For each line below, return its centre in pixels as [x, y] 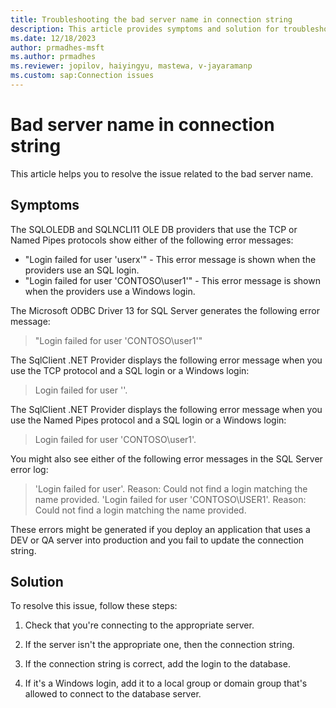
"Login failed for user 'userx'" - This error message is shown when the [170, 259]
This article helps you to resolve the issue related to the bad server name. [162, 173]
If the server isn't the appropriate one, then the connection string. [159, 645]
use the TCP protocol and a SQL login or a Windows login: [130, 370]
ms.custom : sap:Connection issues [82, 76]
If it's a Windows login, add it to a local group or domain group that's [166, 683]
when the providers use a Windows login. [110, 291]
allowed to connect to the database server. [113, 694]
